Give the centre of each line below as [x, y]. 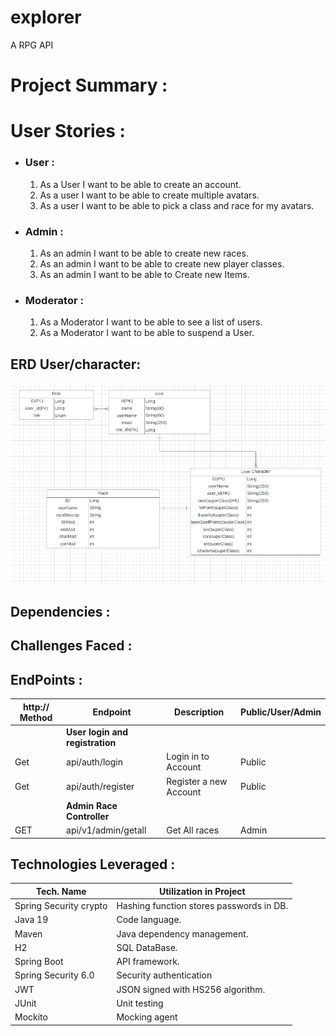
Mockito [31, 1017]
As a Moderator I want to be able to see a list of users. [151, 322]
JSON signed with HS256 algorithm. [191, 989]
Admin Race [92, 805]
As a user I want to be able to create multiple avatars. [149, 195]
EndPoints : [46, 679]
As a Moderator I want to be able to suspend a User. [147, 333]
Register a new [197, 781]
